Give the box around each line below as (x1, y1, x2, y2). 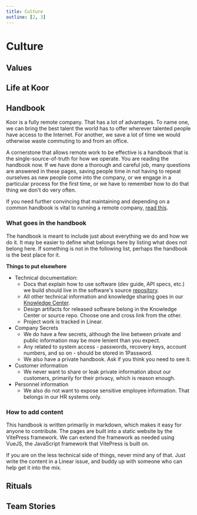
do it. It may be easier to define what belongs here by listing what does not (6, 238, 187, 245)
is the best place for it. (6, 251, 61, 258)
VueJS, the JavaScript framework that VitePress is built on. (6, 440, 149, 447)
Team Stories (6, 501, 56, 511)
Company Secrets (14, 324, 59, 331)
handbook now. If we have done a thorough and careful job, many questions (6, 162, 191, 169)
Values (6, 63, 32, 73)
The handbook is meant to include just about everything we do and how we (6, 232, 189, 240)
